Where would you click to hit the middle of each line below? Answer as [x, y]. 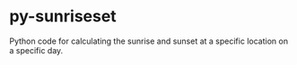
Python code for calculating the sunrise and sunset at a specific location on [149, 41]
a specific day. [36, 50]
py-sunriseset [63, 16]
